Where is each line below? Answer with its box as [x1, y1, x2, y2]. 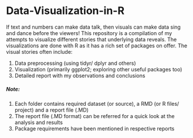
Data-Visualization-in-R [6, 4, 125, 18]
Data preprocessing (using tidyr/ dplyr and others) [14, 60, 136, 67]
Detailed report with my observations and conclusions [14, 72, 145, 79]
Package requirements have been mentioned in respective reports [14, 125, 175, 132]
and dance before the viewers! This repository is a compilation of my [6, 29, 172, 36]
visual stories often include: [6, 48, 73, 55]
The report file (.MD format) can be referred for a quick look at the [14, 112, 175, 119]
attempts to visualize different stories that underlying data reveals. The [6, 36, 177, 43]
